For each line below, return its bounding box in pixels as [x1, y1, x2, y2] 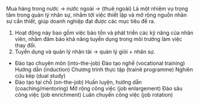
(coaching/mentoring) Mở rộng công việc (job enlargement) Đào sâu [14, 85, 183, 92]
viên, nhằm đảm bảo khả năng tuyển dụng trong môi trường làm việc [14, 36, 182, 42]
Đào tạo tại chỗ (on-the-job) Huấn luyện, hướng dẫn [14, 78, 143, 86]
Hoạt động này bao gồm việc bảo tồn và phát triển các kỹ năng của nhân [14, 29, 194, 36]
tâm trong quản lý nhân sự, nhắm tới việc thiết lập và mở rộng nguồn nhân [6, 11, 187, 18]
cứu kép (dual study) [14, 73, 66, 79]
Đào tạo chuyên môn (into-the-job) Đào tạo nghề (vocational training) [14, 59, 185, 67]
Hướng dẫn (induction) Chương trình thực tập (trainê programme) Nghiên [14, 66, 193, 73]
